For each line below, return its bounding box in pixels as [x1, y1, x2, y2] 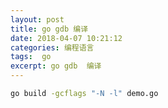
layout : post [10, 14, 65, 25]
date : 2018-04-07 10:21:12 [10, 33, 123, 43]
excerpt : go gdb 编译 [10, 61, 102, 71]
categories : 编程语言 [10, 42, 95, 53]
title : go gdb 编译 [10, 24, 89, 34]
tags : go [10, 52, 52, 62]
